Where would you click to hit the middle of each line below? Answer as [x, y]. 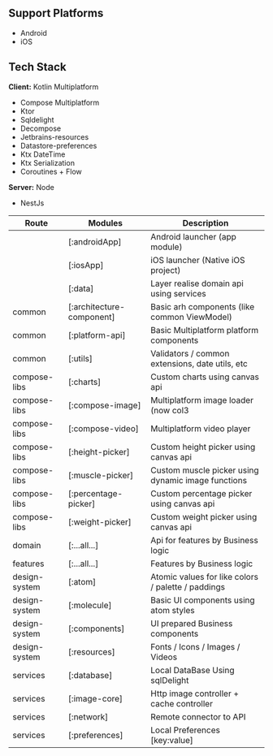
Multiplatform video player [200, 428]
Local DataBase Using [192, 670]
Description [206, 222]
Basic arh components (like [202, 306]
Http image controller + [195, 693]
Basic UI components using [202, 600]
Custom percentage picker [201, 493]
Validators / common [190, 353]
